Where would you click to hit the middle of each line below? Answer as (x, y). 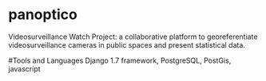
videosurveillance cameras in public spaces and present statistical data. (127, 44)
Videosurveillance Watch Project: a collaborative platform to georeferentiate (133, 37)
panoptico (43, 15)
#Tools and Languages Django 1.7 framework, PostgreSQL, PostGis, (120, 60)
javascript (25, 68)
